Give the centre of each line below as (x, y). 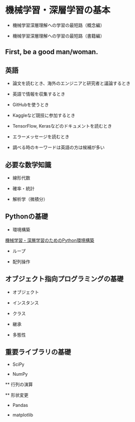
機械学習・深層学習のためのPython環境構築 (50, 240)
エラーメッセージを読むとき (41, 137)
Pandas (20, 405)
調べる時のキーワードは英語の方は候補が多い (58, 147)
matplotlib (23, 415)
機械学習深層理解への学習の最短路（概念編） (58, 25)
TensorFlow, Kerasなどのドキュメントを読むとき (62, 126)
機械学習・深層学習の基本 (58, 10)
